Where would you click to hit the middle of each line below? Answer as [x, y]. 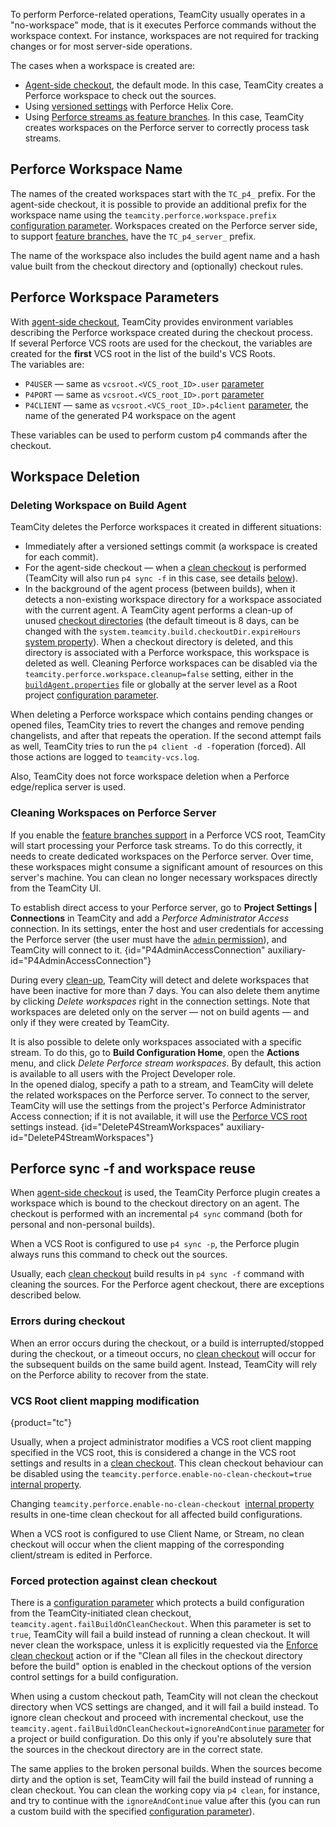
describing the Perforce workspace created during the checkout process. [161, 332]
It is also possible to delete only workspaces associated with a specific [156, 1041]
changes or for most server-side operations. [101, 46]
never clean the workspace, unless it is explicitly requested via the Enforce [164, 1645]
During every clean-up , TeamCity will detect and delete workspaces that [160, 980]
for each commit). [61, 557]
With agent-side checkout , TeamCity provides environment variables [152, 321]
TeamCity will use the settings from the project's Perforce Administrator [158, 1105]
